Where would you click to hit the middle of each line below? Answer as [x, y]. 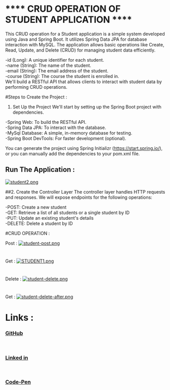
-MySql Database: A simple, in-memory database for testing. [69, 133]
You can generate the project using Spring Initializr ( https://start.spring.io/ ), [84, 148]
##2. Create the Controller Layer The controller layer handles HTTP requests [85, 192]
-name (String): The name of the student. [48, 65]
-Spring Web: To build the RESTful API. [46, 122]
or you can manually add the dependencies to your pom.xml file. [73, 153]
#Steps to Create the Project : [36, 97]
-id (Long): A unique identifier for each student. [55, 60]
